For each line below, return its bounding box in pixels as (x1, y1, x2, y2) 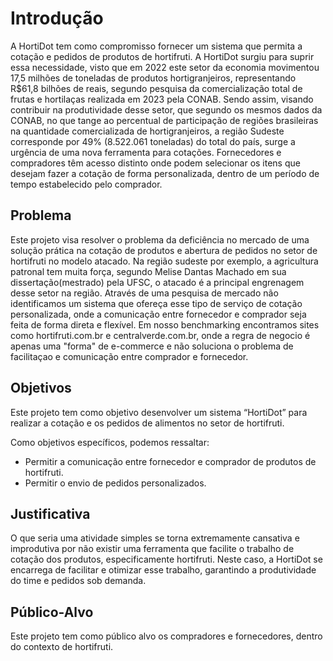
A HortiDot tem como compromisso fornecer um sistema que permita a (10, 40, 303, 52)
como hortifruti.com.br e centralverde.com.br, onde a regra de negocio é (10, 329, 311, 341)
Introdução (10, 7, 104, 30)
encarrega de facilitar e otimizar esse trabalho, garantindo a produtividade (10, 564, 317, 576)
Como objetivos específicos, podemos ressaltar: (10, 436, 210, 448)
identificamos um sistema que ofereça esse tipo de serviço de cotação (10, 297, 303, 309)
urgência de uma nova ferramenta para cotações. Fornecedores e (10, 146, 282, 158)
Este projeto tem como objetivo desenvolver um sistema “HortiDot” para (10, 406, 308, 418)
